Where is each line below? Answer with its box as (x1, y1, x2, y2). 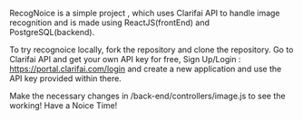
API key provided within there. (9, 73, 122, 84)
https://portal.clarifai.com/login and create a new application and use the (9, 63, 282, 74)
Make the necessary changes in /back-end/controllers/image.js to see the (9, 90, 286, 101)
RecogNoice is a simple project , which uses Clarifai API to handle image (9, 8, 280, 18)
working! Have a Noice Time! (9, 100, 118, 111)
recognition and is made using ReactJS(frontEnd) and (9, 17, 210, 28)
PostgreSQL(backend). (9, 27, 95, 37)
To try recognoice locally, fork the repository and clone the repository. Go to (9, 44, 294, 55)
